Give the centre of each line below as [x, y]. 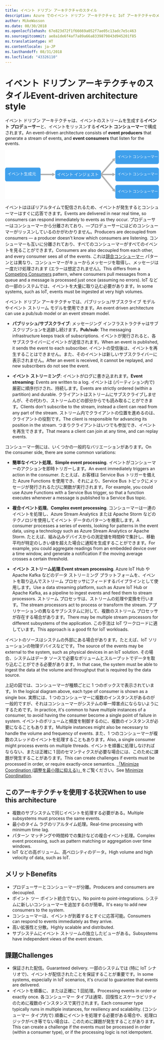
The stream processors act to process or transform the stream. [84, 605]
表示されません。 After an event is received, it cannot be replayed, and [82, 360]
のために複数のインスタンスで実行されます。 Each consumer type [77, 1003]
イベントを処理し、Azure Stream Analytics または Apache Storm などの [84, 514]
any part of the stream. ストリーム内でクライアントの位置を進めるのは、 [85, 413]
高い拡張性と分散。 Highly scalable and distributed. [63, 927]
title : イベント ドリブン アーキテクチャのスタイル [51, 10]
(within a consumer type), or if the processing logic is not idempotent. [82, 1032]
